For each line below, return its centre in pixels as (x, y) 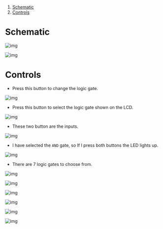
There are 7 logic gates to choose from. (52, 164)
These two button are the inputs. (45, 126)
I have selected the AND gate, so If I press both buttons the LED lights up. (85, 145)
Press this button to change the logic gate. (55, 88)
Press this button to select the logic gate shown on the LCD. (73, 107)
